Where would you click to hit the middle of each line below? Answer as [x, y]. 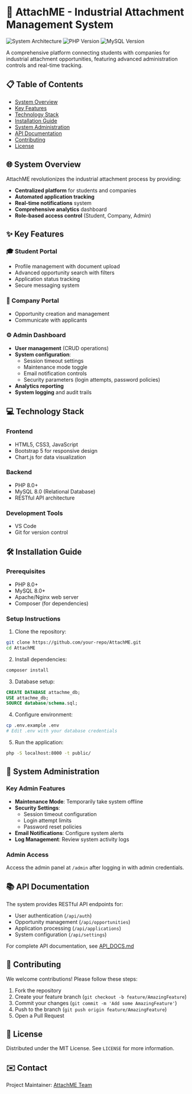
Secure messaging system [47, 285]
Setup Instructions [33, 619]
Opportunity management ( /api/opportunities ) [73, 922]
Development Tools [35, 513]
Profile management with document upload [67, 267]
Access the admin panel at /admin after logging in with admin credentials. [95, 867]
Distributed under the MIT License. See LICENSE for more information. [90, 1048]
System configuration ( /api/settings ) [61, 934]
